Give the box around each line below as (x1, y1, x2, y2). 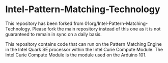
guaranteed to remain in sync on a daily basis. (5, 31, 102, 37)
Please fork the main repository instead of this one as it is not (32, 25, 161, 31)
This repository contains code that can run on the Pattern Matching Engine (5, 41, 162, 47)
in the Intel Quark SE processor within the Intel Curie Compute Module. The (5, 46, 163, 52)
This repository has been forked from (5, 20, 84, 26)
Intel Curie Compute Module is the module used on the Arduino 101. (5, 52, 147, 58)
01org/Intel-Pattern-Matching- (85, 20, 148, 26)
